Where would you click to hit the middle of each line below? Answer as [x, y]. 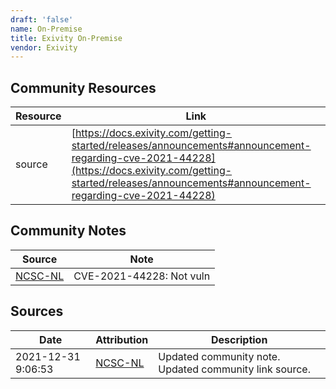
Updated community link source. [234, 369]
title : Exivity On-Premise [66, 38]
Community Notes [68, 231]
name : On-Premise [46, 29]
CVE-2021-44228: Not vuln [142, 276]
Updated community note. [219, 356]
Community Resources [83, 87]
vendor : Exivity [44, 47]
